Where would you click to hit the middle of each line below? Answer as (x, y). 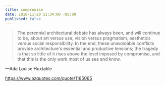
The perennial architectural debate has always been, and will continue (89, 33)
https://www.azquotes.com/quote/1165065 (49, 78)
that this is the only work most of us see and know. (69, 59)
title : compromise (24, 10)
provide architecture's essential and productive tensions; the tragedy (88, 49)
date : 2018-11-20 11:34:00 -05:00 (41, 14)
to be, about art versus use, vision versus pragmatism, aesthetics (84, 38)
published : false (23, 19)
